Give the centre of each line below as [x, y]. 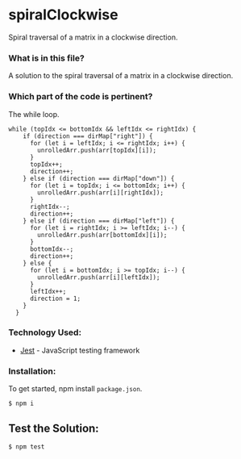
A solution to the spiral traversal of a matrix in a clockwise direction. [121, 76]
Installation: [32, 371]
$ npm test [27, 446]
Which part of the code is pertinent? [81, 97]
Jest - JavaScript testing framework [80, 350]
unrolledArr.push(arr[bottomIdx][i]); [102, 235]
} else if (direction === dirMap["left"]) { [99, 221]
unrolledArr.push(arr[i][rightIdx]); [100, 192]
